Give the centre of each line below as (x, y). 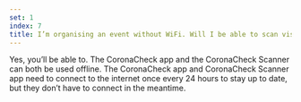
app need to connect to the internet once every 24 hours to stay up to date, (149, 79)
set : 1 (21, 17)
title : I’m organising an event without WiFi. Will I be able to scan (144, 34)
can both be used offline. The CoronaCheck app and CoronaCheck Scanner (149, 69)
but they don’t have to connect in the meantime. (98, 88)
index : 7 (26, 26)
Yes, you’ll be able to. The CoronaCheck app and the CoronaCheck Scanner (150, 60)
